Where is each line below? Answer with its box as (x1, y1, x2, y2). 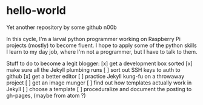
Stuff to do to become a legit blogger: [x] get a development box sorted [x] (6, 60, 193, 67)
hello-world (6, 4, 67, 17)
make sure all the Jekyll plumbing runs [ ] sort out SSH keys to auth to (6, 66, 181, 73)
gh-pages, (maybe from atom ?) (6, 92, 86, 99)
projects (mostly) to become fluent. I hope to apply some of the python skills (6, 42, 197, 49)
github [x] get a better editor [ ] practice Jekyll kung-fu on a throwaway (6, 72, 185, 80)
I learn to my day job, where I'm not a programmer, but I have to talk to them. (6, 48, 198, 55)
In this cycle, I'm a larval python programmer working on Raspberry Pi (6, 35, 181, 42)
